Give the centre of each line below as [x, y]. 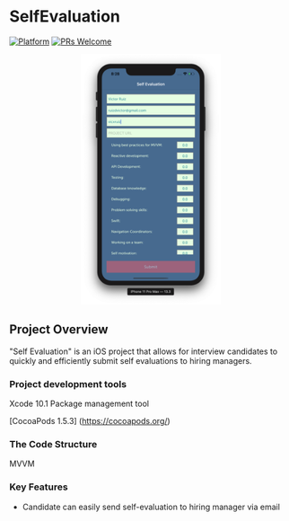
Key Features [39, 487]
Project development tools [68, 384]
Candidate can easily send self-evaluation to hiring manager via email [151, 507]
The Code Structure [53, 444]
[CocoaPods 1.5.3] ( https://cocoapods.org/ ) [90, 421]
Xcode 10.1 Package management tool [79, 404]
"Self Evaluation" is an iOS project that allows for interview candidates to [144, 351]
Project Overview [59, 330]
